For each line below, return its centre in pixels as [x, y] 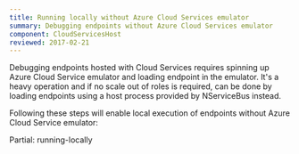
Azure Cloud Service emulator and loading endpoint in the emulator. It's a [144, 77]
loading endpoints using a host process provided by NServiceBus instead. [145, 96]
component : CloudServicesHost [66, 34]
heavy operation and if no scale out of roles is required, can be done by [141, 86]
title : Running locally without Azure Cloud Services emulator [129, 17]
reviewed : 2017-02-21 [50, 42]
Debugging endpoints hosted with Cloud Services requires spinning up [139, 68]
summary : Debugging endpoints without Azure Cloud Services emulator [141, 26]
